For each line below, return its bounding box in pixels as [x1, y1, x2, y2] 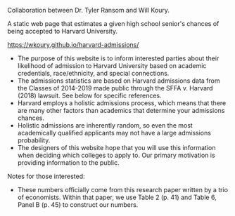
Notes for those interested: [7, 172, 86, 180]
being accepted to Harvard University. [7, 27, 118, 35]
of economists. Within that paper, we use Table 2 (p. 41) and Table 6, [17, 193, 217, 201]
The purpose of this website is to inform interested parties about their [17, 54, 220, 62]
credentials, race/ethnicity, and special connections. [17, 69, 170, 77]
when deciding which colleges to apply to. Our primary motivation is [17, 151, 216, 159]
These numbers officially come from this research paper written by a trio [17, 186, 229, 194]
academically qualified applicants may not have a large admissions [17, 129, 211, 137]
